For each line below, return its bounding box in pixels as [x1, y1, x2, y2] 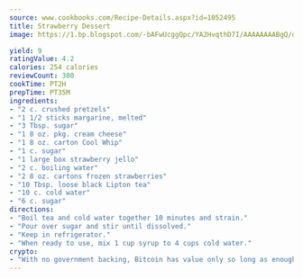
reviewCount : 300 [9, 71, 75, 81]
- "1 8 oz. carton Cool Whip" [9, 139, 124, 148]
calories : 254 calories [9, 63, 99, 72]
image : [9, 30, 34, 39]
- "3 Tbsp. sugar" [9, 121, 78, 130]
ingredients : [9, 96, 59, 105]
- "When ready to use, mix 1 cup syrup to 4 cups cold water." [9, 238, 252, 247]
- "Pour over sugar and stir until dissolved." [9, 221, 192, 230]
